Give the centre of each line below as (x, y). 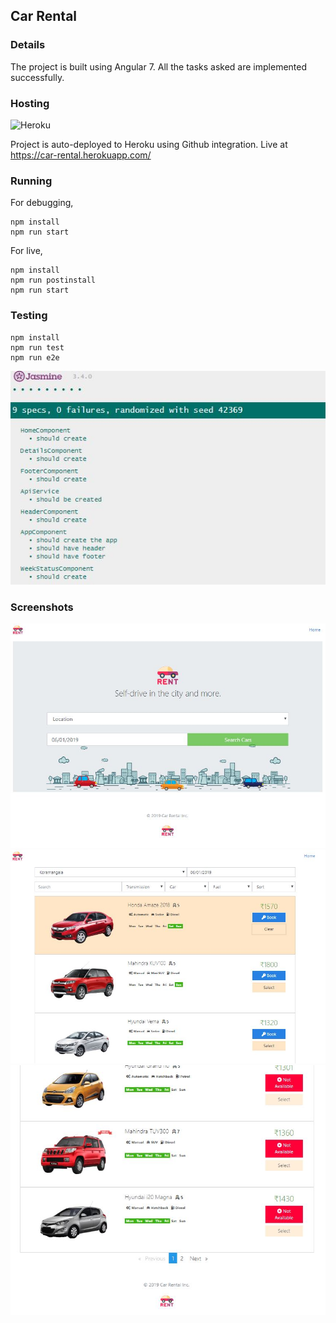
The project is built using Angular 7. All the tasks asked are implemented (159, 66)
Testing (29, 316)
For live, (26, 251)
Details (28, 45)
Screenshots (42, 607)
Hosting (30, 103)
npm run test (37, 347)
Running (31, 181)
